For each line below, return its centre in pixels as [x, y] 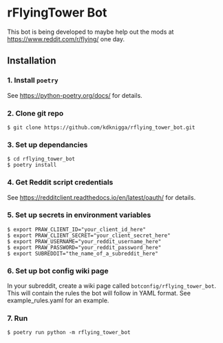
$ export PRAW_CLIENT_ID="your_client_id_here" [77, 229]
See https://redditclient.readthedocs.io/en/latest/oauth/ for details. [102, 197]
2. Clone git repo [35, 113]
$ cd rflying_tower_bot [41, 159]
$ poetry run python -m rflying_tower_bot [69, 333]
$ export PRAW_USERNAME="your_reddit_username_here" [84, 241]
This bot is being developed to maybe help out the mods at [91, 32]
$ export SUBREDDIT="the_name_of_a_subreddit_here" [83, 253]
